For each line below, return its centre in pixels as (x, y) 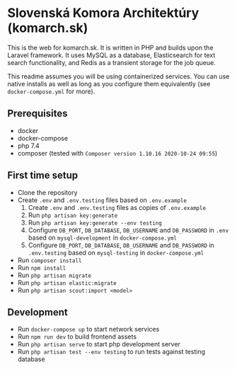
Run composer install (50, 260)
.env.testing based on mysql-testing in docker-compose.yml (116, 252)
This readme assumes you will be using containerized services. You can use (118, 76)
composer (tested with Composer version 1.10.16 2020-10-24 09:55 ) (117, 153)
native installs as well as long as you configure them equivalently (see (109, 83)
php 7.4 (29, 146)
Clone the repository (47, 192)
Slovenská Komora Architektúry (103, 13)
